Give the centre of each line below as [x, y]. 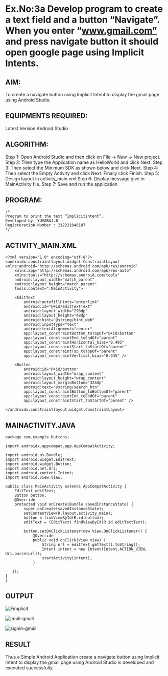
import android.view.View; [34, 478]
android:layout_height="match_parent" [56, 284]
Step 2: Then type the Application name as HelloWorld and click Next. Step [84, 162]
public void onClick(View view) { [69, 540]
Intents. [22, 63]
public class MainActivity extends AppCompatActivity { [66, 487]
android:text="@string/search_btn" [62, 387]
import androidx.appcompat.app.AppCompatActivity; [60, 446]
